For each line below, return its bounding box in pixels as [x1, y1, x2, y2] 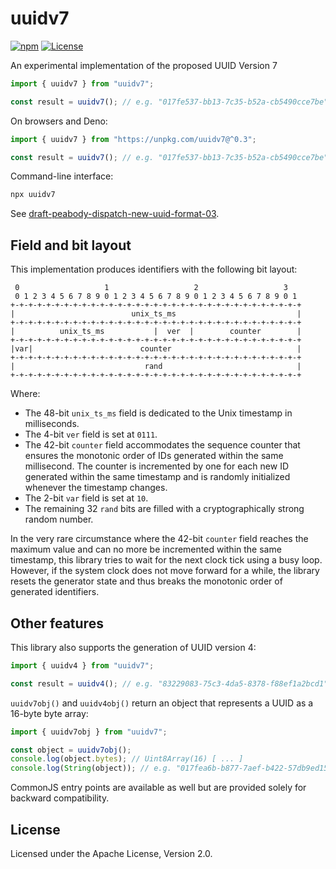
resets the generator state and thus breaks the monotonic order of [10, 575, 283, 587]
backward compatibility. [10, 792, 110, 804]
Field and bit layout [10, 237, 132, 254]
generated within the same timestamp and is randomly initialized [24, 471, 291, 483]
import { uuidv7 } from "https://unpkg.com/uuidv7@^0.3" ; [10, 134, 257, 144]
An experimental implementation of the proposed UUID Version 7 [10, 59, 278, 71]
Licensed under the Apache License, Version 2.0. [10, 848, 213, 859]
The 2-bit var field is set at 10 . [24, 492, 149, 504]
